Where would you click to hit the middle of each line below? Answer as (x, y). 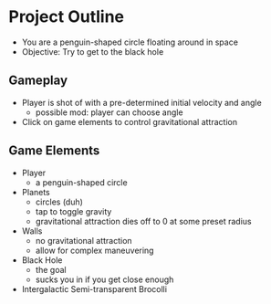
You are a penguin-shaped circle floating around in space (130, 42)
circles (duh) (59, 202)
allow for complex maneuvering (94, 250)
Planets (36, 192)
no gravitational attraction (84, 240)
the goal (51, 269)
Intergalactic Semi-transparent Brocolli (94, 288)
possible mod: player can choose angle (109, 112)
